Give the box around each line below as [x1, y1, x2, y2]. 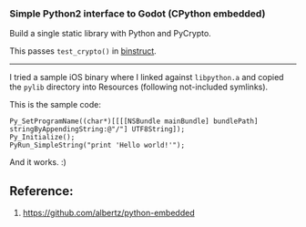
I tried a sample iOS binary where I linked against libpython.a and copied [9, 72, 284, 83]
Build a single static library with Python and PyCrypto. [9, 28, 211, 39]
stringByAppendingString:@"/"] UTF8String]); [9, 125, 185, 134]
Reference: [9, 183, 74, 199]
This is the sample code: [9, 99, 102, 110]
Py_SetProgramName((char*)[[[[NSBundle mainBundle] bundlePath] [9, 117, 259, 126]
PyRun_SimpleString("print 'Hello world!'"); [9, 140, 185, 150]
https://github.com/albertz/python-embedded [22, 208, 195, 219]
